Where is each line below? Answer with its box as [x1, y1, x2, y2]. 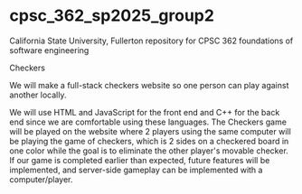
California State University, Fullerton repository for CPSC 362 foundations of [9, 35, 294, 46]
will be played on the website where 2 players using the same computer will [9, 125, 291, 136]
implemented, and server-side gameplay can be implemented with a [9, 164, 263, 175]
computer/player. [9, 173, 73, 185]
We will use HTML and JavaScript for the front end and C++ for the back [9, 106, 280, 117]
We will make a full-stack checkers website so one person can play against [9, 79, 289, 90]
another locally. [9, 89, 67, 100]
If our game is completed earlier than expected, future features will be [9, 154, 270, 165]
